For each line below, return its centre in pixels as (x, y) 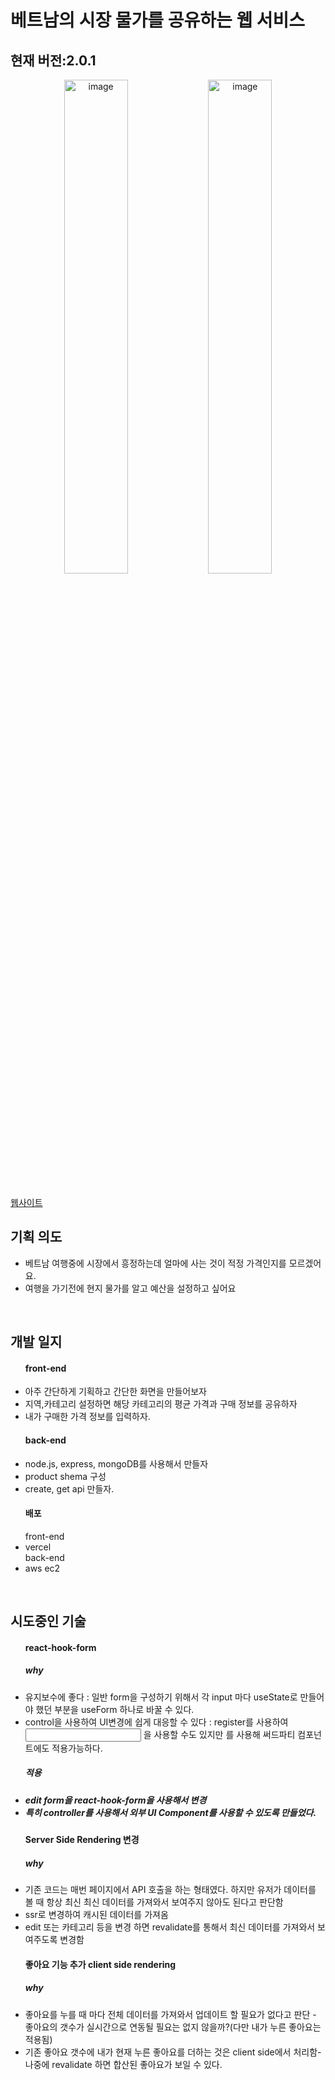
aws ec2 (42, 1568)
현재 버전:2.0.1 (53, 60)
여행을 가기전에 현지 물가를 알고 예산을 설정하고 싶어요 (130, 1288)
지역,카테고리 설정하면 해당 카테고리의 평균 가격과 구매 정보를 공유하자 (161, 1404)
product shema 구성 (65, 1476)
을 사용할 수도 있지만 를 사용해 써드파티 (219, 1734)
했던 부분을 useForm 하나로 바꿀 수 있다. (115, 1709)
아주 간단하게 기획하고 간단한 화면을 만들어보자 (115, 1392)
